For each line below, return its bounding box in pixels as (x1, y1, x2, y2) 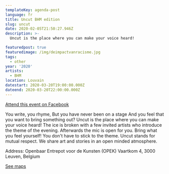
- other (10, 59, 26, 64)
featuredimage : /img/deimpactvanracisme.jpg (5, 49, 101, 55)
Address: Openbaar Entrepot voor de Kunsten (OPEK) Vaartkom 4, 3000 (5, 148, 156, 154)
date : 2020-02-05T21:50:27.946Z (5, 26, 73, 31)
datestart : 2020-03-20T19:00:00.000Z (5, 83, 85, 88)
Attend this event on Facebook (5, 101, 69, 107)
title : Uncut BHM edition (5, 17, 60, 22)
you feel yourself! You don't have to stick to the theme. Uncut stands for (5, 132, 155, 138)
